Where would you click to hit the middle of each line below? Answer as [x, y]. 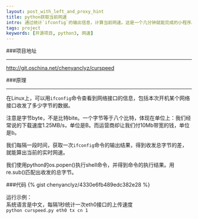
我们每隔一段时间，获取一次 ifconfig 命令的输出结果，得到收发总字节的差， [97, 145]
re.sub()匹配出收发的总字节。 [42, 172]
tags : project [24, 28]
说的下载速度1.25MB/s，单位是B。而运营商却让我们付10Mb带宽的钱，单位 [100, 125]
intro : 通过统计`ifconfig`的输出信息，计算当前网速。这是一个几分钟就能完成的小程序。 [101, 22]
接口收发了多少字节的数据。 [40, 106]
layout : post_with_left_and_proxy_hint [55, 11]
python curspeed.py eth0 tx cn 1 [47, 211]
